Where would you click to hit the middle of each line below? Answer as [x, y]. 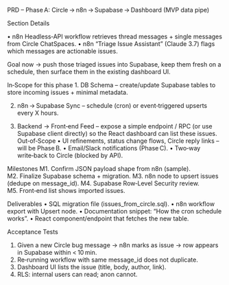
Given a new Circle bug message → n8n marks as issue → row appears [118, 245]
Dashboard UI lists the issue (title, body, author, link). [92, 267]
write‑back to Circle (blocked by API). [70, 155]
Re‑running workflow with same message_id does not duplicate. [108, 260]
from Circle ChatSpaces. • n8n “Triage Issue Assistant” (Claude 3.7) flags [111, 44]
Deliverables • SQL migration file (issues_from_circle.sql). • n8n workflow [111, 204]
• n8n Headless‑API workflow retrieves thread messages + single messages [115, 36]
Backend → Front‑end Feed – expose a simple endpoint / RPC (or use [114, 126]
